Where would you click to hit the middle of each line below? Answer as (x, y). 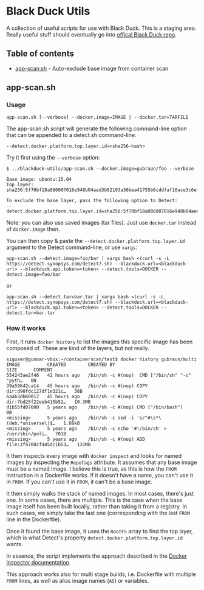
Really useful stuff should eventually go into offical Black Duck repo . (92, 34)
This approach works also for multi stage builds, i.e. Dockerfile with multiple (101, 574)
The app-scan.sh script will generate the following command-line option (97, 128)
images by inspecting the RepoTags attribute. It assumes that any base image (102, 462)
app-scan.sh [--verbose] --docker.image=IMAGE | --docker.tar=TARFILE (97, 118)
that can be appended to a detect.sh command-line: (71, 135)
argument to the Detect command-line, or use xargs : (72, 247)
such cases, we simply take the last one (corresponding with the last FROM (98, 513)
